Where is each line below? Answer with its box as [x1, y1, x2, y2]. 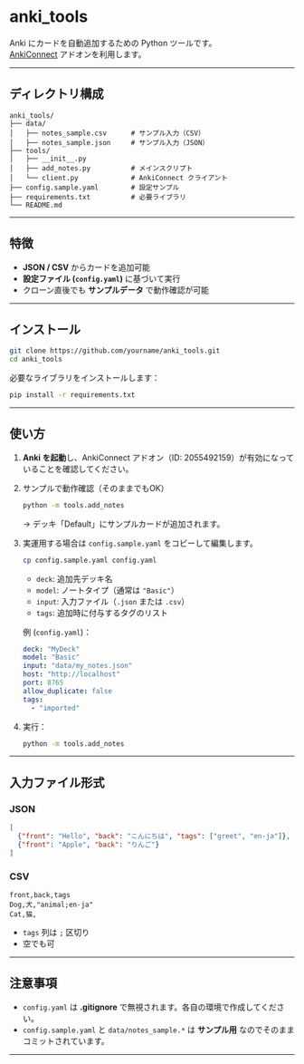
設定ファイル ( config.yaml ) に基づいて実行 [22, 273, 181, 284]
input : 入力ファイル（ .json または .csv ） [35, 595, 190, 606]
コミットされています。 [22, 1035, 109, 1046]
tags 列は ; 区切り [22, 926, 90, 937]
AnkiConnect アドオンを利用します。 [9, 48, 147, 60]
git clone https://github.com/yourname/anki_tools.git [9, 346, 221, 355]
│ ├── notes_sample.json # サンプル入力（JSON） [9, 138, 210, 147]
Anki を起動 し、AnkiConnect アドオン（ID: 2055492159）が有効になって [22, 451, 295, 463]
